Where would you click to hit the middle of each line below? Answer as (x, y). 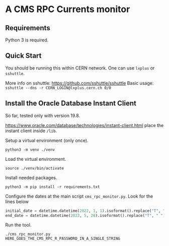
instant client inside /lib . (31, 131)
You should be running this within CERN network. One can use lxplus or (80, 68)
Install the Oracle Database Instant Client (71, 104)
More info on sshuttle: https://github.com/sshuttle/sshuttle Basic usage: (79, 83)
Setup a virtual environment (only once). (47, 140)
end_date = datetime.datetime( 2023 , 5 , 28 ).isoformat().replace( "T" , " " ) (85, 215)
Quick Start (23, 56)
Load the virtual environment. (36, 159)
